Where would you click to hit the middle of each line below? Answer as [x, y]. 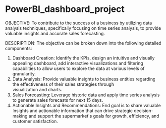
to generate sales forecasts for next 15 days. [57, 100]
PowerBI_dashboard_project [65, 9]
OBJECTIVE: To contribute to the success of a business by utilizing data [79, 23]
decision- [143, 111]
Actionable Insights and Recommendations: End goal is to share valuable [86, 105]
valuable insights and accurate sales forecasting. [55, 33]
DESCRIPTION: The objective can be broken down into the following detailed [83, 43]
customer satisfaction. [35, 121]
